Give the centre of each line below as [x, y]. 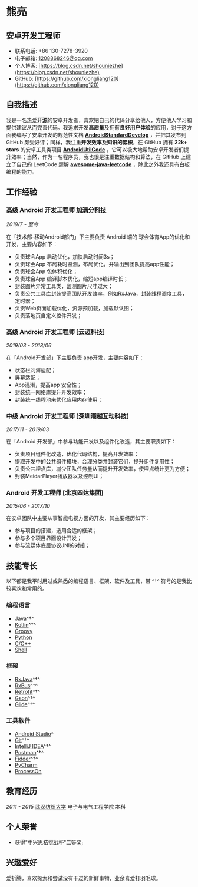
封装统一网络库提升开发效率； [51, 392]
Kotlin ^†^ [25, 624]
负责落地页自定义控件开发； [48, 315]
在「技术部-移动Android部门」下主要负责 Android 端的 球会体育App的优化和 [98, 237]
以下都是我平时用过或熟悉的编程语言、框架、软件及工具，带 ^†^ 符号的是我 [96, 581]
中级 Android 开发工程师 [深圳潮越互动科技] [68, 416]
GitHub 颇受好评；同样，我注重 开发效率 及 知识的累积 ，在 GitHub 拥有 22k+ [97, 142]
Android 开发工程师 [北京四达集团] [55, 493]
